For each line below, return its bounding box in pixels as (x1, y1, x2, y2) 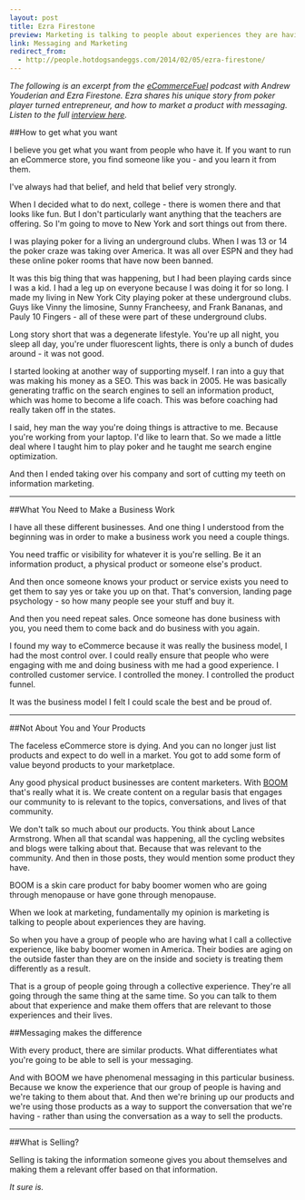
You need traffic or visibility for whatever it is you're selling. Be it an (9, 549, 261, 559)
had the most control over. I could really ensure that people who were (9, 650, 270, 661)
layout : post (9, 13, 59, 23)
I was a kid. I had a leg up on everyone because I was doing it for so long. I (9, 282, 289, 293)
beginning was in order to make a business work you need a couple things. (9, 532, 290, 542)
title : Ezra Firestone (9, 22, 95, 31)
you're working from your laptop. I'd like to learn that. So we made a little (9, 432, 281, 442)
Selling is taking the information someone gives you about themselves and (9, 1155, 288, 1165)
